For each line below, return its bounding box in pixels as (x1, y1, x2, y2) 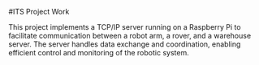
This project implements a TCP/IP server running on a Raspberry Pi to (8, 22, 241, 31)
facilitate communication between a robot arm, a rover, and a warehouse (8, 31, 252, 40)
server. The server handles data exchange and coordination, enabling (8, 39, 241, 49)
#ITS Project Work (8, 7, 70, 16)
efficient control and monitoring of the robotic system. (8, 48, 189, 57)
